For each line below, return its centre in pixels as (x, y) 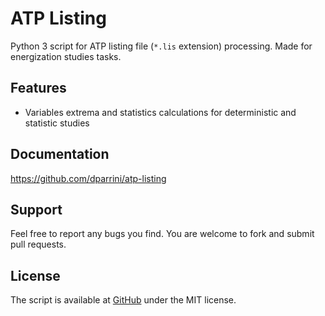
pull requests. (38, 244)
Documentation (60, 154)
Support (36, 209)
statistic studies (57, 123)
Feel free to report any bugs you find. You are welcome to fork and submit (162, 234)
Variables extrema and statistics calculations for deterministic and (160, 112)
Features (38, 88)
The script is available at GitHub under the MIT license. (123, 300)
